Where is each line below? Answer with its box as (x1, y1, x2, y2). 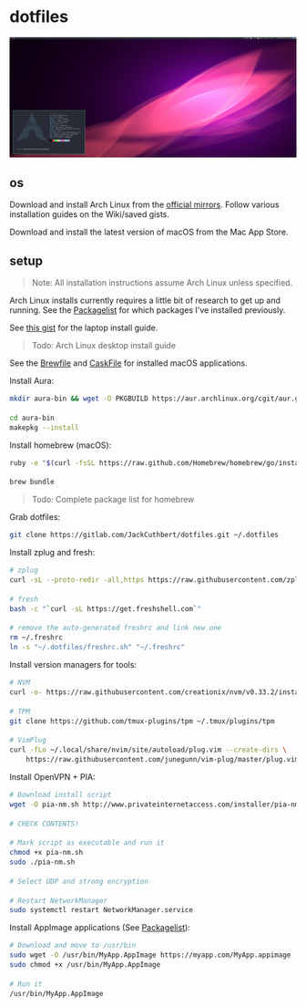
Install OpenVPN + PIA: (9, 771, 96, 782)
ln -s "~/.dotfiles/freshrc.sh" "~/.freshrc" (9, 643, 185, 652)
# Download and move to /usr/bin (9, 941, 137, 950)
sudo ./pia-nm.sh (9, 857, 76, 867)
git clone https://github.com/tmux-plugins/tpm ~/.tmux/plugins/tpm (9, 716, 275, 726)
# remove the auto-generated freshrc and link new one (9, 623, 222, 633)
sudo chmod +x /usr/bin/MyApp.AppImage (9, 960, 161, 970)
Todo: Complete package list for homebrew (31, 494, 195, 505)
